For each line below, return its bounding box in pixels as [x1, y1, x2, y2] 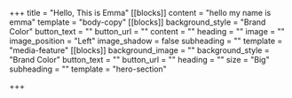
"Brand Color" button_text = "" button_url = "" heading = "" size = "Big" [9, 55, 270, 64]
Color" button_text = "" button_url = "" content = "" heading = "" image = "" [9, 26, 286, 36]
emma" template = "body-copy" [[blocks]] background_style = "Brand [9, 17, 266, 27]
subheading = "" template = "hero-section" [9, 64, 167, 74]
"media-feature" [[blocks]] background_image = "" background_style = [9, 45, 270, 56]
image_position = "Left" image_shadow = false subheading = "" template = [9, 35, 283, 46]
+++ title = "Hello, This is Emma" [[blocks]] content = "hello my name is [9, 8, 272, 18]
